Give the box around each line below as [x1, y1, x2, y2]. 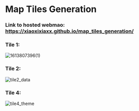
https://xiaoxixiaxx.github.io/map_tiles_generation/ [5, 28, 134, 35]
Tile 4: [5, 89, 21, 96]
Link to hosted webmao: [5, 22, 65, 29]
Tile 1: [5, 41, 20, 48]
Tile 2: [5, 65, 21, 72]
